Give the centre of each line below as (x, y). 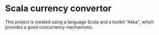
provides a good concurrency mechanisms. (49, 27)
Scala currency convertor (58, 9)
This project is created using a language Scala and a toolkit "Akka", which (79, 22)
